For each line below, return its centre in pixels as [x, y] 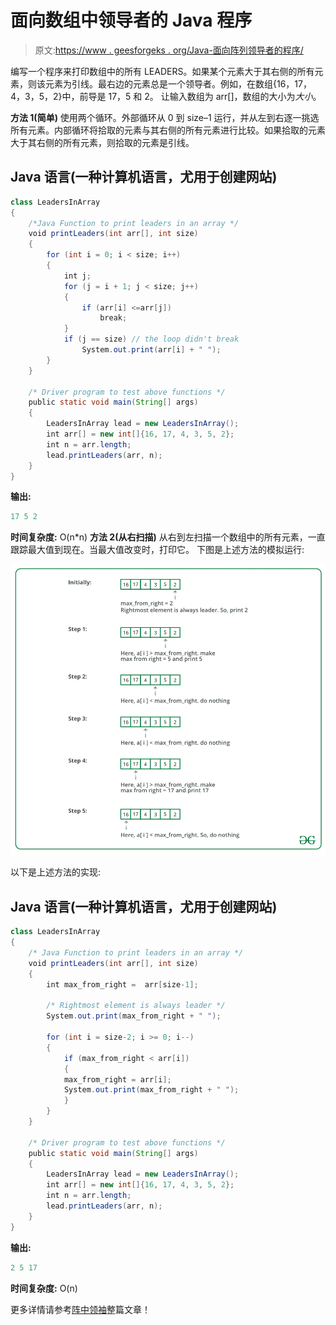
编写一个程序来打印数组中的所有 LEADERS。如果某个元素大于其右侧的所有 [162, 71]
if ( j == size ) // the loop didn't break [151, 339]
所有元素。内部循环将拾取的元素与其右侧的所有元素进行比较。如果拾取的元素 [168, 130]
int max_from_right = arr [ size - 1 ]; [122, 984]
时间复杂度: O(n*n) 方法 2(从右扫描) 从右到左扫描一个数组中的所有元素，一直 [168, 537]
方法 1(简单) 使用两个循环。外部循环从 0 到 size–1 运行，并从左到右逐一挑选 [165, 117]
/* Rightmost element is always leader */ [136, 1006]
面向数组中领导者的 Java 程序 [131, 20]
